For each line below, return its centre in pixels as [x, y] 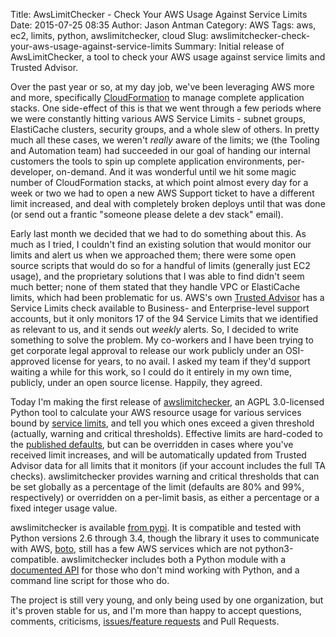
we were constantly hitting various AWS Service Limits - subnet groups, [158, 118]
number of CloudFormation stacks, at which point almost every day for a [159, 182]
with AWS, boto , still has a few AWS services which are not [131, 548]
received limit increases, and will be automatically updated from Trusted [158, 455]
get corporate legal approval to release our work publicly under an [146, 350]
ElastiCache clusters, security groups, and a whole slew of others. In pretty [165, 129]
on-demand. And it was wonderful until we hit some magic [176, 172]
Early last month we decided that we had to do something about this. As [158, 233]
